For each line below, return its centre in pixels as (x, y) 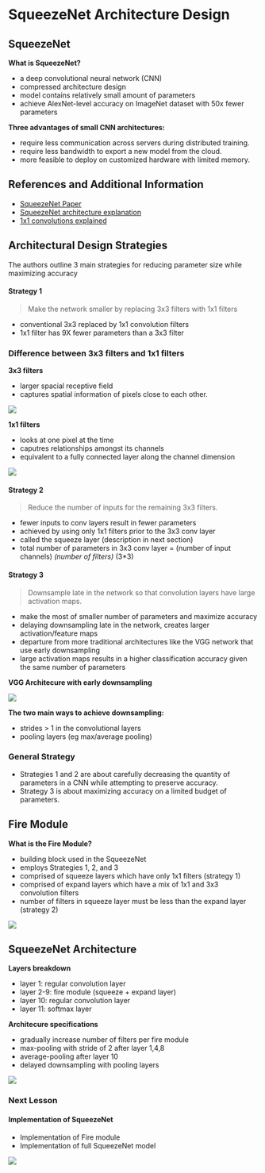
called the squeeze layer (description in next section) (106, 540)
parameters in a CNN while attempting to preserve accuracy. (119, 783)
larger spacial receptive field (66, 386)
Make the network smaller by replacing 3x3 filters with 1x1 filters (132, 309)
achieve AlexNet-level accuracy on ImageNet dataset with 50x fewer (132, 104)
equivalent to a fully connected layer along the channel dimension (127, 457)
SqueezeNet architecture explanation (80, 212)
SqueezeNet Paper (50, 203)
